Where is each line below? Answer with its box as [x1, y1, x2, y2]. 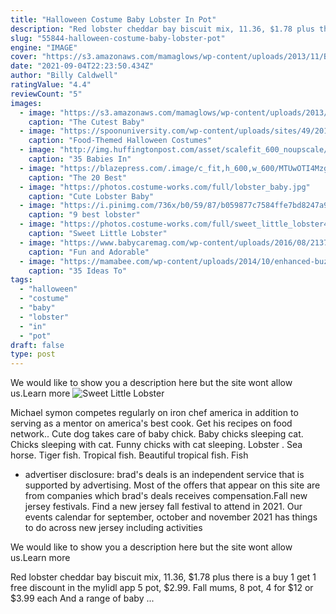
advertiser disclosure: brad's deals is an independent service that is [24, 469, 305, 481]
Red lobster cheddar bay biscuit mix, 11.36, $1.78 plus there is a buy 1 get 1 [10, 571, 317, 583]
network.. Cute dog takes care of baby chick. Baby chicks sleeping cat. [10, 428, 304, 440]
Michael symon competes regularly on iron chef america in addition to [10, 407, 299, 419]
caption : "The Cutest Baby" [28, 117, 145, 127]
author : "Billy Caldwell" [10, 71, 118, 81]
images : [10, 98, 43, 108]
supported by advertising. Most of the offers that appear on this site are [24, 479, 321, 491]
